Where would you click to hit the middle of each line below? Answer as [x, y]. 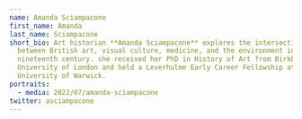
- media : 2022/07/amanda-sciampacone [88, 92]
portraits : [30, 84]
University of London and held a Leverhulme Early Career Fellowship [150, 68]
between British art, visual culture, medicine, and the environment [150, 51]
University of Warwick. [62, 76]
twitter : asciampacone [52, 101]
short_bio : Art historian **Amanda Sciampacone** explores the [130, 42]
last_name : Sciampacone [54, 34]
